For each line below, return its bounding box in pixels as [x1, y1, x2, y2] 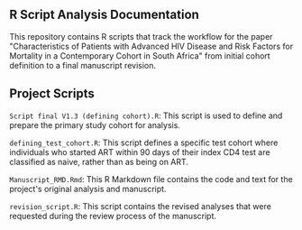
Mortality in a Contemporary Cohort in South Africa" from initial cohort [9, 50, 270, 61]
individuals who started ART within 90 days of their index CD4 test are [9, 146, 270, 157]
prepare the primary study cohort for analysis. [9, 119, 180, 130]
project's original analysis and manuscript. [9, 183, 167, 194]
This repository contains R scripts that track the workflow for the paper [9, 31, 273, 41]
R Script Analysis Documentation [9, 7, 200, 23]
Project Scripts [9, 86, 95, 102]
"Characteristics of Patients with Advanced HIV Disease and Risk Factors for [9, 41, 294, 51]
